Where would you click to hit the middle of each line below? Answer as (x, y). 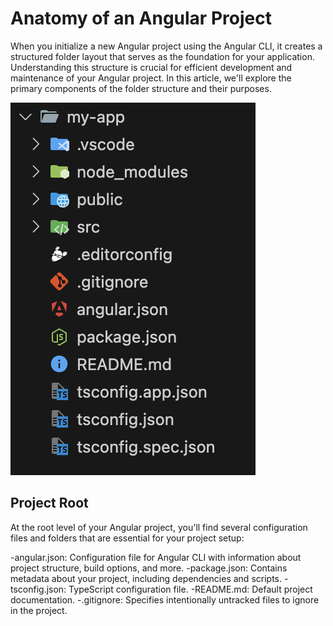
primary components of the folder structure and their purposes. (141, 88)
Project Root (49, 503)
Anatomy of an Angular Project (141, 18)
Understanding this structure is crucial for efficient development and (151, 67)
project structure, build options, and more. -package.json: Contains (149, 568)
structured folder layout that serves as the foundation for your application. (162, 56)
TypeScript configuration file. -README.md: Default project (190, 589)
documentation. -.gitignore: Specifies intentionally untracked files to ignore (165, 599)
